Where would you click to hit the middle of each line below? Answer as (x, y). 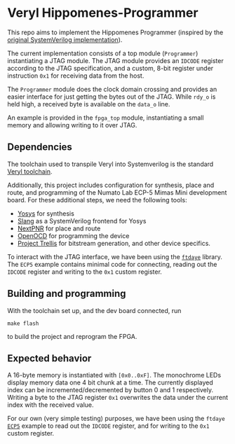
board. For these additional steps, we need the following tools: (97, 200)
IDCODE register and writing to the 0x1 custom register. (85, 272)
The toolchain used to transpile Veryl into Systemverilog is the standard (110, 164)
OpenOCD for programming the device (73, 235)
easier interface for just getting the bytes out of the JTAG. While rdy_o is (112, 97)
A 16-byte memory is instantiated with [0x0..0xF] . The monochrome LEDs (114, 375)
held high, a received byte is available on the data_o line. (89, 104)
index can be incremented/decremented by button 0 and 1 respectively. (110, 390)
